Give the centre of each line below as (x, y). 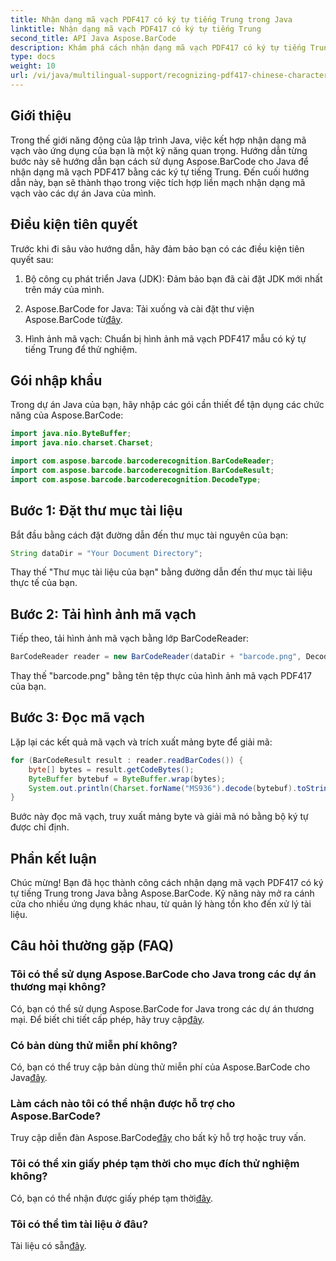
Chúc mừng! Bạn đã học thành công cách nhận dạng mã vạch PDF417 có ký (167, 883)
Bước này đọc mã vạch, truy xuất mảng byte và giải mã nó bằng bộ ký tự (159, 817)
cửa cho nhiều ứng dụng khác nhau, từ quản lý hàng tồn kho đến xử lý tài (161, 904)
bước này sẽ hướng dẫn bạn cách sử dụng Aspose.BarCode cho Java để (159, 161)
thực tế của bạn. (44, 583)
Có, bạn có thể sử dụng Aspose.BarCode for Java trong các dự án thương (162, 1008)
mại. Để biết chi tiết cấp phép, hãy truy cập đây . (107, 1019)
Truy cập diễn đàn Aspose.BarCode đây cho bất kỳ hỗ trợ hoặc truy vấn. (158, 1138)
